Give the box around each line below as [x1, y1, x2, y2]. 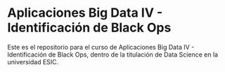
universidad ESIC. [7, 57, 59, 66]
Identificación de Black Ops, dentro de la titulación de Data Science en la [7, 50, 219, 59]
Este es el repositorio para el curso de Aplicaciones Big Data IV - [7, 43, 195, 51]
